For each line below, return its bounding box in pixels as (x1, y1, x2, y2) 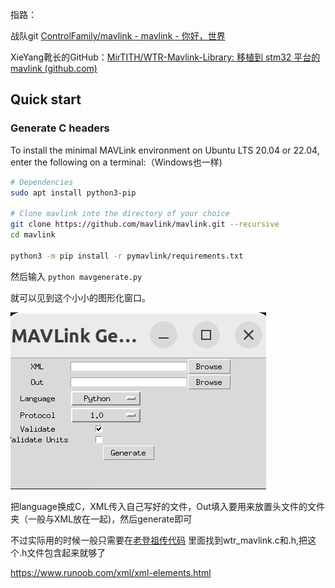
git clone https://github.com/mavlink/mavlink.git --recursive (10, 219, 280, 230)
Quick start (10, 91, 82, 108)
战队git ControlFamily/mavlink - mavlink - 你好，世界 (10, 30, 226, 42)
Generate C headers (10, 121, 110, 135)
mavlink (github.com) (10, 63, 98, 74)
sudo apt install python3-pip (10, 188, 137, 198)
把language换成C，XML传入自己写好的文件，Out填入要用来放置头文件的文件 (10, 500, 325, 512)
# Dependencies (10, 177, 74, 187)
